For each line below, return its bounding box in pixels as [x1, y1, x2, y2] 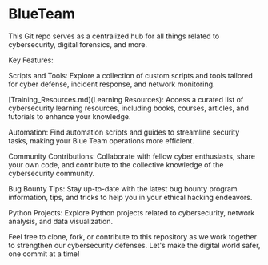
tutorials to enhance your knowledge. [8, 111, 131, 121]
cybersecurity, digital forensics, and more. [8, 39, 148, 49]
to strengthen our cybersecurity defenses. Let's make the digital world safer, [8, 240, 261, 250]
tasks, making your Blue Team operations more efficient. [8, 135, 194, 145]
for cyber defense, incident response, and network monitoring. [8, 79, 215, 89]
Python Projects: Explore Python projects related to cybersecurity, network [8, 207, 255, 217]
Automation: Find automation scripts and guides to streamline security [8, 127, 240, 137]
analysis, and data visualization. [8, 216, 114, 226]
